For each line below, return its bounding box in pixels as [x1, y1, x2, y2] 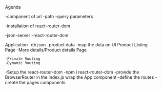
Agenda [5, 4, 21, 10]
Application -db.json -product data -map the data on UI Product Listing [5, 42, 148, 48]
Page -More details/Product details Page [5, 47, 87, 53]
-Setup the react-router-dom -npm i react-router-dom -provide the [5, 69, 140, 75]
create [5, 80, 18, 85]
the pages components [19, 80, 66, 85]
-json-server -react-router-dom [5, 33, 69, 38]
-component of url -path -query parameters [5, 14, 93, 19]
